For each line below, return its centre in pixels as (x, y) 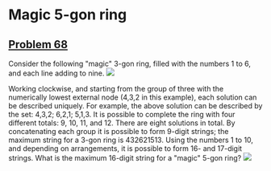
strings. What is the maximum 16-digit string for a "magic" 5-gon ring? (125, 158)
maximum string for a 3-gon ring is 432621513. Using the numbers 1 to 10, (131, 140)
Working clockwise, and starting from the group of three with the (116, 89)
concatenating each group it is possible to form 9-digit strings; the (119, 131)
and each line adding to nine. (56, 73)
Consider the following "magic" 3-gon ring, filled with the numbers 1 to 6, (130, 63)
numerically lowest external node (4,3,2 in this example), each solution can (133, 97)
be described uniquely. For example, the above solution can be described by (135, 106)
